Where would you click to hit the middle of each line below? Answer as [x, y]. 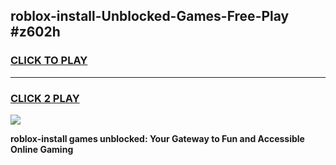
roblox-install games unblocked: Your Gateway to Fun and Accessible [157, 138]
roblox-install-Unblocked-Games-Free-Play [150, 16]
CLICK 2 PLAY [45, 98]
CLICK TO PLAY [49, 61]
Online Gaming [42, 149]
